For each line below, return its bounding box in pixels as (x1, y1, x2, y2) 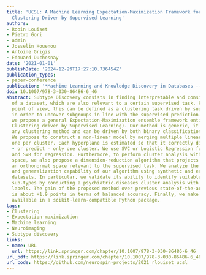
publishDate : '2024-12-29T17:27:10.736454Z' (6, 66, 122, 72)
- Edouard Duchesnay (6, 55, 59, 61)
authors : (6, 20, 29, 26)
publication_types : (6, 72, 56, 78)
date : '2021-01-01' (6, 60, 56, 66)
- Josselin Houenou (6, 43, 56, 50)
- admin (6, 37, 26, 43)
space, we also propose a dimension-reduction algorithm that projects (12, 157, 199, 163)
